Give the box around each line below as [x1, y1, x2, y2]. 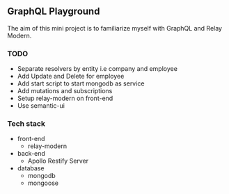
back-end [17, 149, 45, 158]
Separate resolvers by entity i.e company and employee [17, 65, 177, 73]
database [17, 164, 45, 172]
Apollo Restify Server [27, 156, 89, 165]
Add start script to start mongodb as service [17, 79, 145, 88]
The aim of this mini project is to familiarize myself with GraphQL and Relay [7, 24, 223, 32]
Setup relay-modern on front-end [17, 94, 113, 103]
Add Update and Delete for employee [17, 72, 125, 81]
